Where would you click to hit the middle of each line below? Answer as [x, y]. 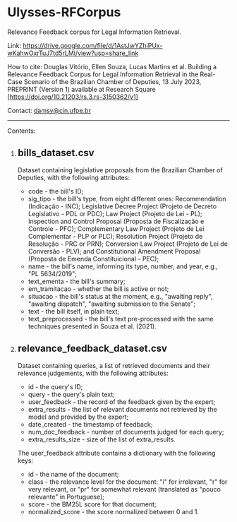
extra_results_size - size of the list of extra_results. [102, 439]
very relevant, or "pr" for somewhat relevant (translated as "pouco [124, 489]
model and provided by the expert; [78, 417]
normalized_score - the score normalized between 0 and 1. [114, 511]
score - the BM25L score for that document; [92, 504]
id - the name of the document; [73, 474]
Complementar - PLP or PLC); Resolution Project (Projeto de [115, 236]
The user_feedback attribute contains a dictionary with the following [116, 453]
